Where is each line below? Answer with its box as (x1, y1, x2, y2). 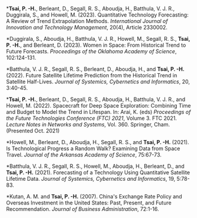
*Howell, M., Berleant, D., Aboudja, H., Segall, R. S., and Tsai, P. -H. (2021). (6, 139, 189, 145)
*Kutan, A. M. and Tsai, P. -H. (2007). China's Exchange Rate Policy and (6, 193, 182, 200)
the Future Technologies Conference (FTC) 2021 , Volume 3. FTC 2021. (6, 115, 177, 122)
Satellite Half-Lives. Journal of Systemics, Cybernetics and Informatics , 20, (6, 78, 190, 85)
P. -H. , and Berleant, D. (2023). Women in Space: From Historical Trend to (6, 41, 186, 48)
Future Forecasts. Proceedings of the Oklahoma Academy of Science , (6, 48, 177, 55)
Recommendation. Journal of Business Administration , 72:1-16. (6, 206, 159, 212)
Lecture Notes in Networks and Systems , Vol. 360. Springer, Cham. (6, 121, 170, 128)
